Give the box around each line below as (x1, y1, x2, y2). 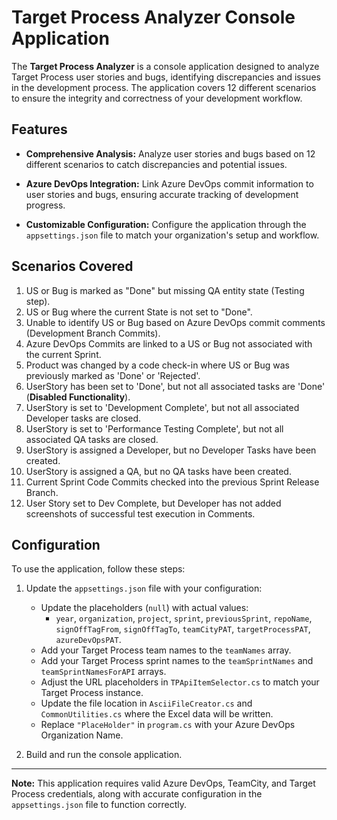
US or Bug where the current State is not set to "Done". (25, 306, 253, 318)
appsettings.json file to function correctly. (11, 799, 188, 811)
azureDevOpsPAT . (55, 634, 122, 646)
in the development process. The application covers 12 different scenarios (11, 81, 317, 93)
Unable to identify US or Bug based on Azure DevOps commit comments (25, 316, 326, 328)
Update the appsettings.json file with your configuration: (25, 582, 263, 595)
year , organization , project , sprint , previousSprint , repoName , (55, 612, 313, 625)
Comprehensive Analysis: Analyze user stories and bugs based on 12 (25, 147, 316, 160)
